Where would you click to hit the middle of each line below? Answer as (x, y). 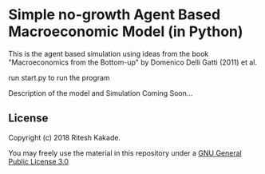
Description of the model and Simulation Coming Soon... (101, 93)
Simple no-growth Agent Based (115, 15)
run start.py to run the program (59, 77)
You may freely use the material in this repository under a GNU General (125, 152)
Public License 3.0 (39, 161)
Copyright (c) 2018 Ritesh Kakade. (65, 137)
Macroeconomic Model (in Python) (126, 32)
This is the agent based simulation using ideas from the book (109, 53)
